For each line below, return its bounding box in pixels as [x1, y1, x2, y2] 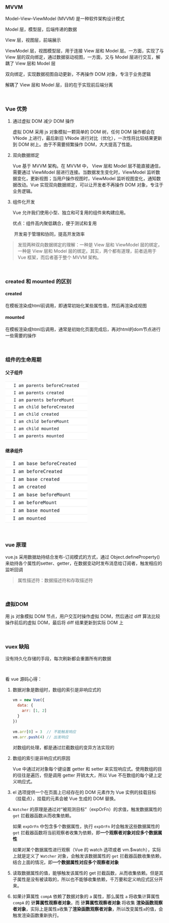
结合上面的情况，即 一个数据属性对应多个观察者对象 [12, 859, 119, 865]
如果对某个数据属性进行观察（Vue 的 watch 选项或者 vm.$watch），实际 [12, 847, 161, 853]
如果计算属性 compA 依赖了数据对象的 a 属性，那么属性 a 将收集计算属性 [12, 893, 160, 899]
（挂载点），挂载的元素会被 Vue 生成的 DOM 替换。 [12, 796, 119, 802]
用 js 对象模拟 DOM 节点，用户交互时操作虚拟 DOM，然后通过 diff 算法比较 [5, 613, 160, 619]
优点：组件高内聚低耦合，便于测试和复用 [12, 220, 97, 226]
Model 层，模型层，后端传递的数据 [5, 26, 77, 32]
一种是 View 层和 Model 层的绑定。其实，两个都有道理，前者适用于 [17, 248, 157, 254]
